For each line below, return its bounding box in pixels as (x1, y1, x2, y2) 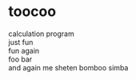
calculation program (8, 29, 74, 38)
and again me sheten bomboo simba (8, 62, 129, 72)
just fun (8, 37, 34, 46)
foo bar (8, 54, 33, 64)
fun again (8, 46, 40, 55)
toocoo (8, 2, 57, 21)
